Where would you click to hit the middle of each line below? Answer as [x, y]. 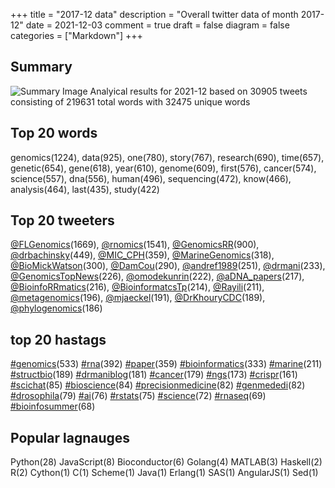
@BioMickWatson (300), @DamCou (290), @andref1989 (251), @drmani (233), [168, 266]
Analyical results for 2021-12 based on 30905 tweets [198, 91]
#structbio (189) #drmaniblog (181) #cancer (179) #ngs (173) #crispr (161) [154, 375]
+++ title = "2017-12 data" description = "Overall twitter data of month [154, 14]
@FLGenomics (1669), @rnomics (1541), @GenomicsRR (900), [135, 245]
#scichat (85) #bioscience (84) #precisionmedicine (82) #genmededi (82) [158, 385]
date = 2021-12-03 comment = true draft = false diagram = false [157, 25]
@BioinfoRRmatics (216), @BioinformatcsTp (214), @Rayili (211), [137, 287]
